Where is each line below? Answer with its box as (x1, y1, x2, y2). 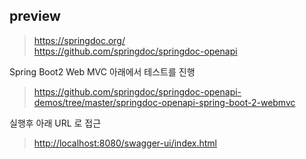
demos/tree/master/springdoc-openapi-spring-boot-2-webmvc (33, 96, 296, 108)
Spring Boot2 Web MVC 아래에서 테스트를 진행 (9, 65, 196, 78)
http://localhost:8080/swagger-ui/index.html (33, 137, 217, 149)
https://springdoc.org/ (33, 34, 126, 46)
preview (9, 8, 61, 25)
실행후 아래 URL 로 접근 (9, 117, 102, 129)
